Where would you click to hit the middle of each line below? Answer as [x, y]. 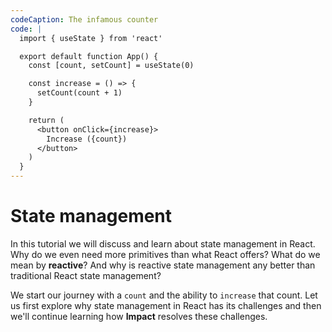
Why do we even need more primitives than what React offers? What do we [165, 254]
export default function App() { [89, 56]
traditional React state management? [86, 275]
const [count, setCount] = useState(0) [111, 66]
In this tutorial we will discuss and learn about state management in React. [163, 243]
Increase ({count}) [87, 139]
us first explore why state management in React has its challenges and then [166, 305]
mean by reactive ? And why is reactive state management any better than [163, 265]
